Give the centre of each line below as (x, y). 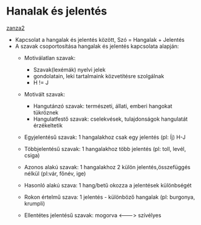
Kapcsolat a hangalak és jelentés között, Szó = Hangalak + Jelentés (100, 39)
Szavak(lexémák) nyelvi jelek (70, 69)
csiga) (32, 155)
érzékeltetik (48, 125)
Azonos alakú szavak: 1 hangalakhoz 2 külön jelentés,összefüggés (107, 167)
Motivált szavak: (45, 94)
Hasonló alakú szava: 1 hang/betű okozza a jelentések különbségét (108, 185)
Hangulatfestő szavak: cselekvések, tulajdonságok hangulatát (111, 119)
